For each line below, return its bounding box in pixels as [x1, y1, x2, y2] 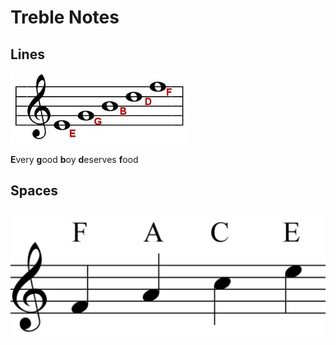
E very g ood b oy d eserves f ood [10, 154, 139, 165]
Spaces [10, 182, 59, 200]
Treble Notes [10, 6, 120, 29]
